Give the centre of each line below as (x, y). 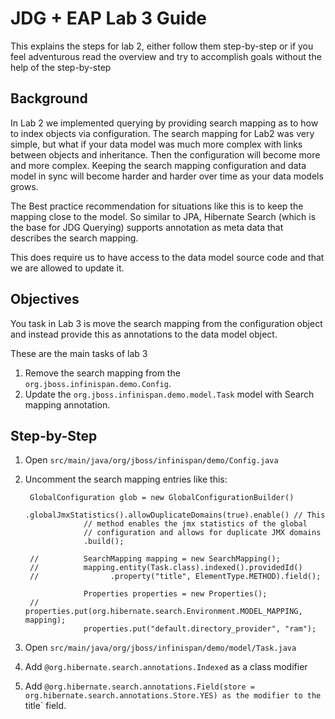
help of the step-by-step (61, 67)
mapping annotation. (67, 404)
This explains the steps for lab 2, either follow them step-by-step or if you (162, 46)
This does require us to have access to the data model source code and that (167, 257)
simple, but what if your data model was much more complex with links (156, 144)
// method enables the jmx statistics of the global (195, 524)
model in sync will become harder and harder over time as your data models (167, 176)
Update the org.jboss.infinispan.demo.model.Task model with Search (169, 394)
